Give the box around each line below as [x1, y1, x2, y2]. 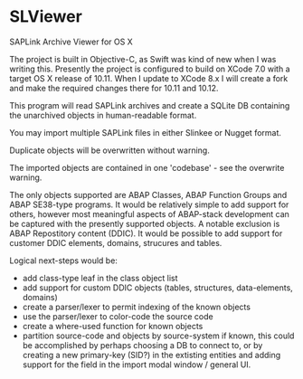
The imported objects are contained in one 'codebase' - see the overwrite [9, 162, 285, 173]
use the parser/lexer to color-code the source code [22, 310, 214, 322]
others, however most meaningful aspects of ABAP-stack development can [9, 208, 289, 219]
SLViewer [9, 6, 83, 27]
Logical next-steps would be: [9, 255, 118, 266]
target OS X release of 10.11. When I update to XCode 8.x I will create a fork [9, 72, 289, 83]
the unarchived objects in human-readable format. [9, 109, 197, 120]
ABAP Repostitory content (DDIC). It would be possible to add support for [9, 228, 283, 239]
